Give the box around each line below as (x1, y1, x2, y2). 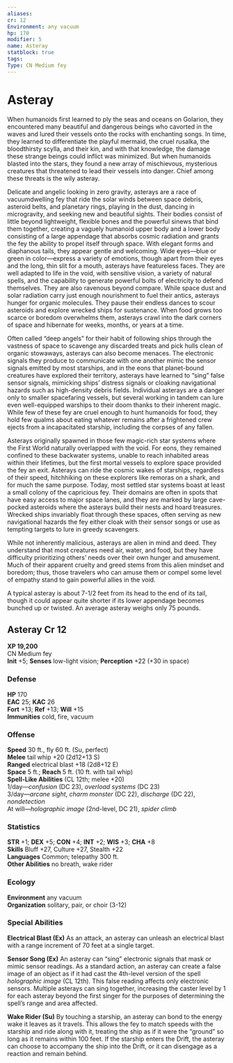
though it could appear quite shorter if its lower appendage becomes (7, 596, 204, 605)
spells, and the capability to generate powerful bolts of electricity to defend (7, 276, 224, 285)
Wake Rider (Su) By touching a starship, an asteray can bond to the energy (7, 1012, 223, 1021)
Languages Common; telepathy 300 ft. (7, 853, 120, 861)
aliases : (7, 10, 33, 17)
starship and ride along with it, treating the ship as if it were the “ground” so (7, 1027, 224, 1035)
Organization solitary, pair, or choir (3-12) (7, 900, 127, 909)
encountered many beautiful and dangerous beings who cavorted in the (7, 122, 213, 131)
